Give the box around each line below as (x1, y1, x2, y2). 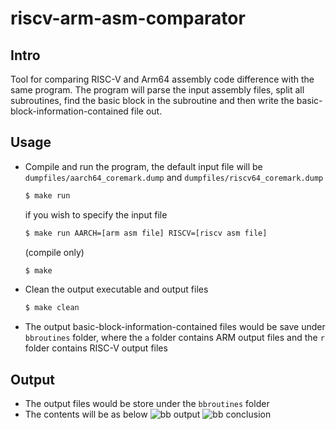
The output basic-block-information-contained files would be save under (24, 321, 326, 333)
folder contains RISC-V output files (24, 342, 168, 354)
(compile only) (24, 246, 85, 258)
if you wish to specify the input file (24, 208, 168, 221)
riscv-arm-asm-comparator (10, 7, 246, 30)
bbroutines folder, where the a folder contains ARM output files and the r (24, 332, 325, 344)
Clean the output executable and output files (24, 283, 209, 296)
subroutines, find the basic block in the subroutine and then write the (10, 95, 295, 106)
